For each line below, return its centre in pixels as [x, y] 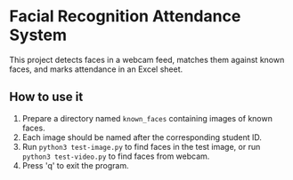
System [38, 35]
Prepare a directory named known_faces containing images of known [147, 118]
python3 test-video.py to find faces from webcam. [116, 156]
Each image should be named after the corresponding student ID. [142, 137]
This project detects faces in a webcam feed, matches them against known [147, 59]
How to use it [46, 97]
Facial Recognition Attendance [125, 16]
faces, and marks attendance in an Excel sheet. [96, 69]
